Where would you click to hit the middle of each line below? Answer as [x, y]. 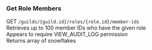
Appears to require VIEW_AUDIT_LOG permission [67, 34]
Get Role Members [34, 8]
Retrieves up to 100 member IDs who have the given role [76, 28]
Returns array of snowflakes [41, 41]
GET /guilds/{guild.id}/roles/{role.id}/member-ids [73, 22]
